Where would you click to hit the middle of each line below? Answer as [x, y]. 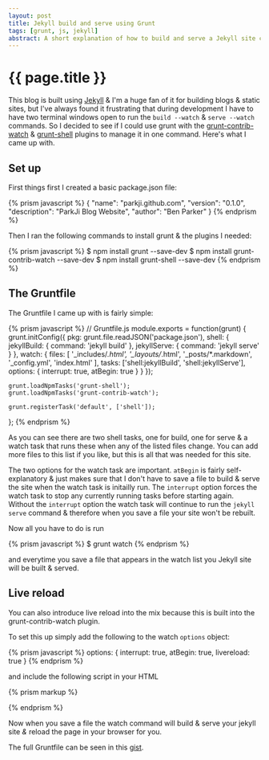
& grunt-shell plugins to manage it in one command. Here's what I [138, 134]
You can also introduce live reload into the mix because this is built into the [132, 612]
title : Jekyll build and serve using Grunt [82, 23]
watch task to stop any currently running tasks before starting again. [121, 496]
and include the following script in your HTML [83, 676]
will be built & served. [44, 568]
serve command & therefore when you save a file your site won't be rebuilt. [132, 513]
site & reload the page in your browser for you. [85, 731]
